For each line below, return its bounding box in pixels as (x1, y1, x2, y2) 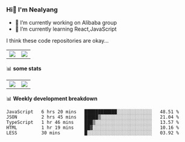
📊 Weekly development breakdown (6, 95, 98, 102)
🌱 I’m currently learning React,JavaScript (14, 25, 117, 32)
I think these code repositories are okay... (6, 37, 109, 45)
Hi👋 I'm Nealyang (6, 5, 58, 14)
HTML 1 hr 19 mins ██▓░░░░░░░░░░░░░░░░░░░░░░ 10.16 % (6, 125, 180, 131)
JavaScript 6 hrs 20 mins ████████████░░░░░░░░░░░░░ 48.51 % (6, 109, 180, 115)
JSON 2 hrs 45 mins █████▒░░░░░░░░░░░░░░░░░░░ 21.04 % (6, 114, 180, 120)
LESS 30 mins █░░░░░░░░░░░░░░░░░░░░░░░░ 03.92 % (6, 130, 180, 136)
